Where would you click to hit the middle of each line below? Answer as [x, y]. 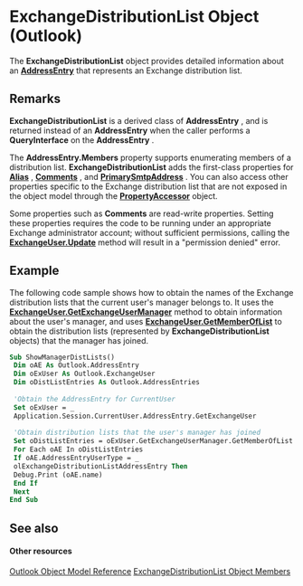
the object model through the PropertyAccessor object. [114, 195]
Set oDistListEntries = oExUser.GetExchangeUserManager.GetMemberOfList [153, 441]
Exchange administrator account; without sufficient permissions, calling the [150, 232]
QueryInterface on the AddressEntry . [82, 140]
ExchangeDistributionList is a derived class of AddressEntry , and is [139, 120]
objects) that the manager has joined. [79, 340]
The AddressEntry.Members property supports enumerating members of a [151, 157]
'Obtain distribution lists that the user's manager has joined [137, 433]
